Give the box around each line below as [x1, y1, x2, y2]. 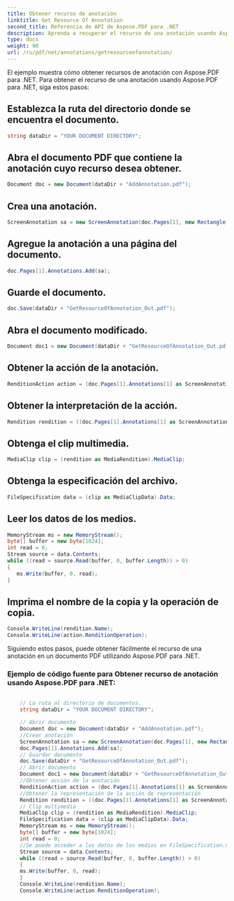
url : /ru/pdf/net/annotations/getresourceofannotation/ [7, 49, 173, 56]
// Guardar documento [19, 751, 82, 758]
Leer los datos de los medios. [7, 513, 137, 525]
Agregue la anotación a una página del [7, 238, 178, 250]
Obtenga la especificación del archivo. [7, 475, 178, 487]
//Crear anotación [19, 732, 73, 739]
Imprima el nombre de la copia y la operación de [7, 596, 219, 608]
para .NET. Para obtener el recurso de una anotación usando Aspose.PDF [7, 75, 218, 84]
